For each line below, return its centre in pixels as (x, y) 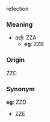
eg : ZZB (34, 44)
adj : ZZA (26, 38)
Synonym (20, 89)
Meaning (20, 24)
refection (17, 9)
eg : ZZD (16, 102)
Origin (16, 60)
